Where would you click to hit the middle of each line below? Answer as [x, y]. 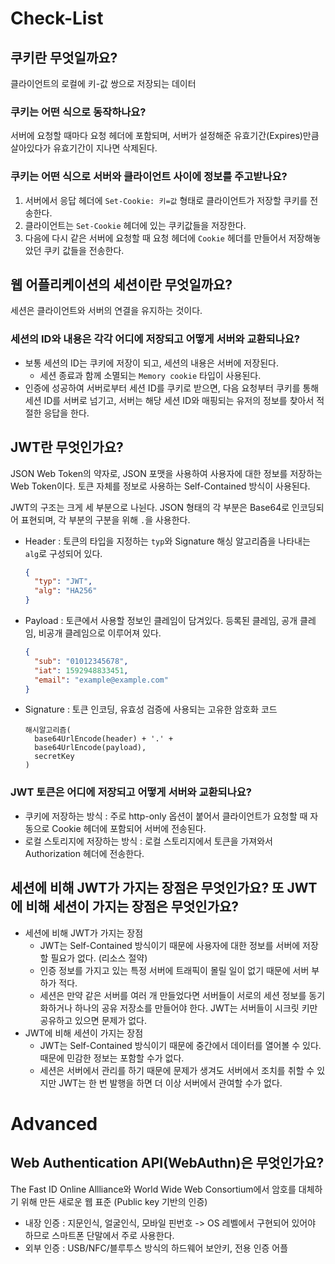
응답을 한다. [66, 413]
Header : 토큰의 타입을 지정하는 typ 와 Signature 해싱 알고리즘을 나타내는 [167, 541]
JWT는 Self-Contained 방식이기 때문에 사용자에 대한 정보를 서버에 [170, 945]
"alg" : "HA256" [66, 591]
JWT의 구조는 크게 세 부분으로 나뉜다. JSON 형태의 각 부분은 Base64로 [150, 507]
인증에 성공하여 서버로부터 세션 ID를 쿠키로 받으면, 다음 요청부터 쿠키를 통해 [172, 388]
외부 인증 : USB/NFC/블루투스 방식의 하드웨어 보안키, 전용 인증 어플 [156, 1248]
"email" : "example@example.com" [101, 680]
